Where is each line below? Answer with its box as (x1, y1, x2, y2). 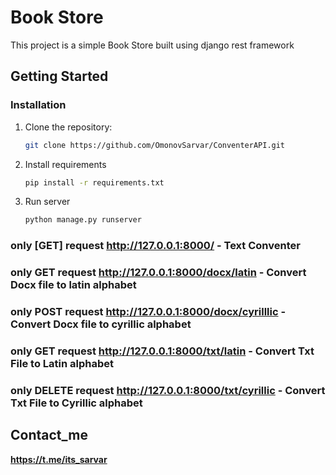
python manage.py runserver (24, 215, 142, 225)
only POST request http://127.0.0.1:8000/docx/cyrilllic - (10, 305, 287, 319)
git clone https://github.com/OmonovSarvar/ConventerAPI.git (24, 140, 286, 150)
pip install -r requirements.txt (24, 177, 165, 188)
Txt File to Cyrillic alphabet (10, 396, 143, 410)
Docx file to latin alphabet (10, 278, 137, 292)
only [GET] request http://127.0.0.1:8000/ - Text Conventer (10, 239, 301, 253)
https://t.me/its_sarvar (10, 453, 108, 465)
